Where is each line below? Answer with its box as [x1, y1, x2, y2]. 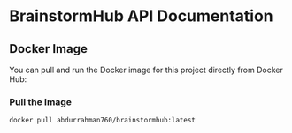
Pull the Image [9, 95, 73, 107]
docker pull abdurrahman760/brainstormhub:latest [9, 116, 196, 125]
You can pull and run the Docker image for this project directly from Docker [9, 64, 283, 75]
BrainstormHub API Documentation [9, 6, 274, 26]
